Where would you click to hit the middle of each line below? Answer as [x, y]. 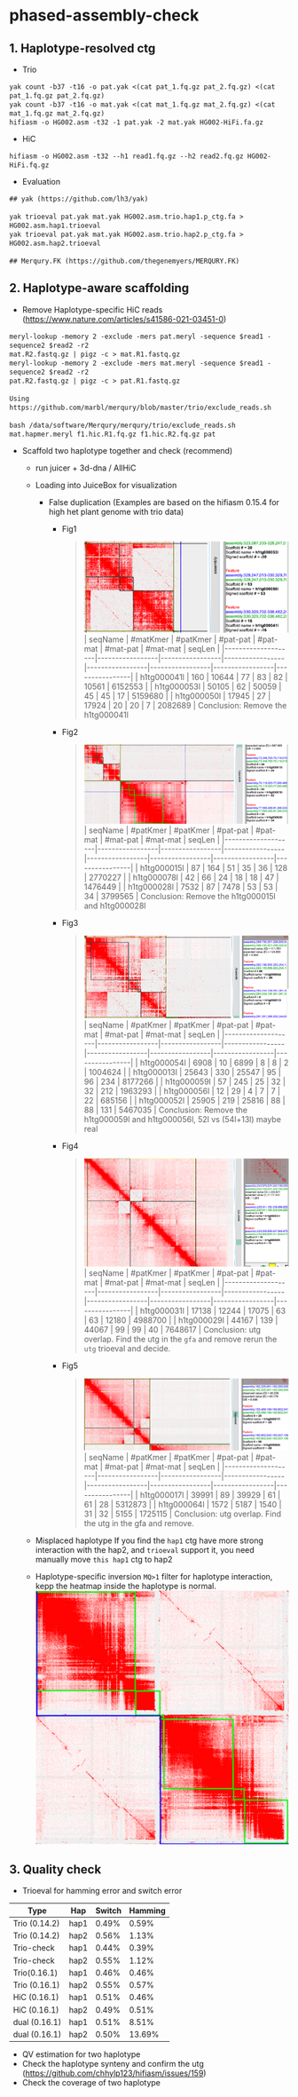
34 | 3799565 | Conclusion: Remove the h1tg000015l [180, 896]
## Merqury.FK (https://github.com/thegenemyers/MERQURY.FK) [125, 261]
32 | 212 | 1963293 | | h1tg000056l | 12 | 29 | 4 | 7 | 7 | [182, 1091]
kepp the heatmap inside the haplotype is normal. [126, 1586]
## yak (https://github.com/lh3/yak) [79, 199]
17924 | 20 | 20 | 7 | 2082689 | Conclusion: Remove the [185, 705]
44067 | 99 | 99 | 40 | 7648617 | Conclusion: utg [173, 1329]
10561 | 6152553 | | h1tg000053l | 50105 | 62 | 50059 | [183, 686]
